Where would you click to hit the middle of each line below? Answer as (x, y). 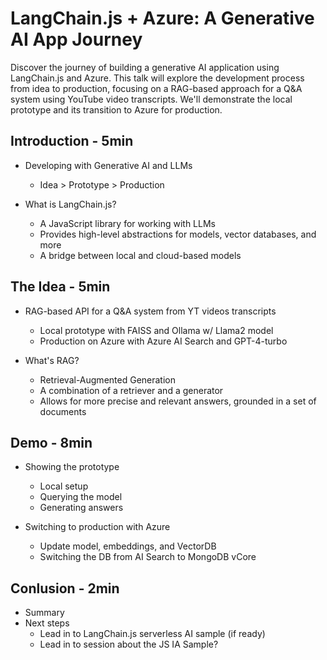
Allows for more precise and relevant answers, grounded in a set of (178, 401)
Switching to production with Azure (97, 527)
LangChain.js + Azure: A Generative (162, 18)
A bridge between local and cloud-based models (140, 255)
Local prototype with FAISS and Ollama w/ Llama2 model (156, 330)
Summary (44, 613)
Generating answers (81, 508)
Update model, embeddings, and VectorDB (128, 546)
